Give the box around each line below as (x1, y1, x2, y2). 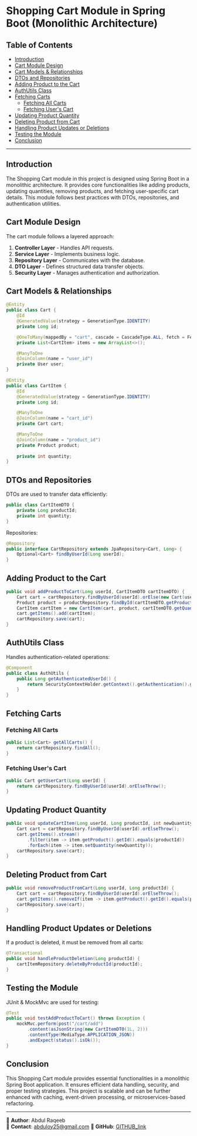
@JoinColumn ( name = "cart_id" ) (16, 415, 93, 421)
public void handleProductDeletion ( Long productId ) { (6, 956, 141, 962)
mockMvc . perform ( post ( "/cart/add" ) (16, 1021, 104, 1027)
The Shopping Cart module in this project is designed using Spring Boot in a (6, 175, 189, 182)
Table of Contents (6, 40, 73, 50)
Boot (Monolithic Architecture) (6, 16, 158, 30)
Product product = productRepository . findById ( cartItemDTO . (16, 599, 167, 605)
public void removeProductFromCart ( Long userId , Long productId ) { (6, 885, 175, 891)
